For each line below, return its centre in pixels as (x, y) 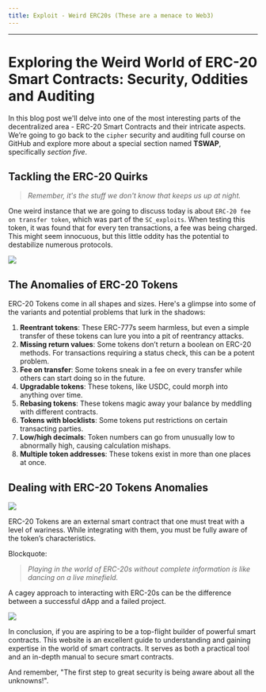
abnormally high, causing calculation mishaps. (95, 446)
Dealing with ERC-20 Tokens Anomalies (108, 488)
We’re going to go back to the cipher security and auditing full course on (127, 135)
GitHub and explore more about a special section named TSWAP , (115, 143)
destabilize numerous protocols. (61, 245)
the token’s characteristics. (52, 538)
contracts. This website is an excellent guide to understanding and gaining (129, 640)
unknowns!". (28, 680)
